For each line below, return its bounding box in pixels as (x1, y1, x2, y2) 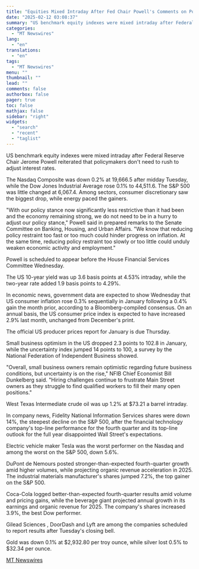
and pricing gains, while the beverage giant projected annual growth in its (6, 497, 185, 504)
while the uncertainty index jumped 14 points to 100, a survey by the (6, 345, 172, 353)
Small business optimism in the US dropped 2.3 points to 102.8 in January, (6, 339, 188, 347)
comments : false (6, 86, 46, 92)
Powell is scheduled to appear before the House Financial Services (6, 256, 170, 263)
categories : (6, 25, 36, 31)
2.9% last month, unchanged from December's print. (6, 316, 135, 323)
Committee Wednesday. (6, 262, 65, 269)
